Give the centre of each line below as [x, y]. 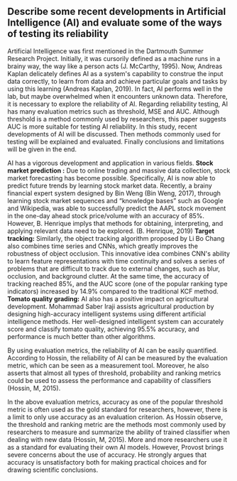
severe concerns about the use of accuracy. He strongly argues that [107, 455]
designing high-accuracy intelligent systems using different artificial [107, 314]
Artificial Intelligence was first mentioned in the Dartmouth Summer [106, 51]
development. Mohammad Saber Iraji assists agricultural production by [111, 306]
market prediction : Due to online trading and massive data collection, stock [119, 171]
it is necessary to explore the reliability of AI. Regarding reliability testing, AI [118, 104]
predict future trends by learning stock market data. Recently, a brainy [110, 185]
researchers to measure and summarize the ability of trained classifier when [119, 432]
